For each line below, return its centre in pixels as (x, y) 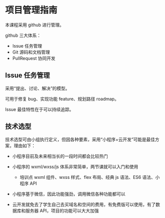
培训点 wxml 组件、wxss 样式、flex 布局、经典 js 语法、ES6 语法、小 (90, 177)
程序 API (28, 183)
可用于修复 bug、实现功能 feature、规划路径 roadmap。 (62, 99)
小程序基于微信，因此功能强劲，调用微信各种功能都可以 (69, 194)
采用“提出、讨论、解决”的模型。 (38, 88)
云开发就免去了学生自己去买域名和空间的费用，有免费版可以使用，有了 (84, 204)
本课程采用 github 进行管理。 (35, 25)
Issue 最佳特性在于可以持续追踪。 (39, 109)
